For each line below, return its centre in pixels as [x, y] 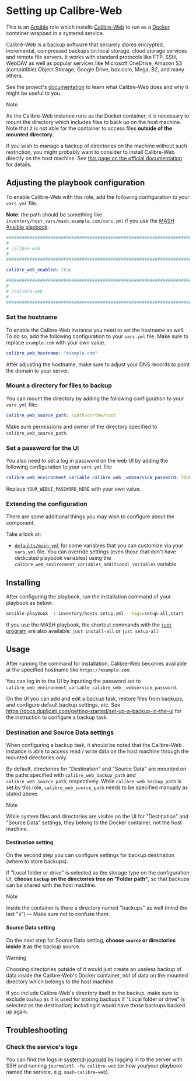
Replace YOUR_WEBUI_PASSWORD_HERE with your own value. [73, 488]
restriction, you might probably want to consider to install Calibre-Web [90, 152]
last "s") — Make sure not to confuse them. [58, 914]
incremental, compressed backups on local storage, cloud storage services [97, 50]
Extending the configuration [47, 504]
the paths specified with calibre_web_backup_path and [71, 775]
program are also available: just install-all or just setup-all [83, 631]
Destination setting [30, 842]
